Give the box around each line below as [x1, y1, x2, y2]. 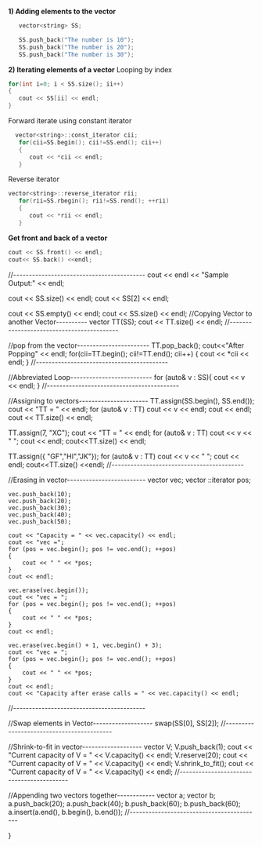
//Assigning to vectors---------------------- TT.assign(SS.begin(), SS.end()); [8, 396, 255, 405]
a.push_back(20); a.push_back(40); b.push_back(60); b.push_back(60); [8, 798, 241, 808]
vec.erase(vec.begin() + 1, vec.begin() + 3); [8, 641, 163, 649]
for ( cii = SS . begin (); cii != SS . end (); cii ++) [18, 138, 163, 146]
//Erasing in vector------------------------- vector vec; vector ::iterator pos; [8, 475, 252, 484]
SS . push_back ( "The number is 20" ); [18, 43, 135, 51]
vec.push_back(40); [8, 510, 72, 519]
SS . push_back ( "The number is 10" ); [18, 35, 135, 44]
